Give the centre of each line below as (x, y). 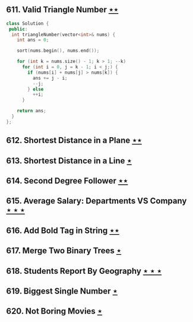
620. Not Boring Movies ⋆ (54, 311)
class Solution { (28, 23)
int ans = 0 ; (33, 40)
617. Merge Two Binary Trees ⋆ (64, 251)
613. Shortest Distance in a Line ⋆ (69, 161)
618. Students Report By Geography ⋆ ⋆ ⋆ (84, 271)
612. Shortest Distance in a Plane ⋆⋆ (74, 141)
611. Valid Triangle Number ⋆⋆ (62, 10)
